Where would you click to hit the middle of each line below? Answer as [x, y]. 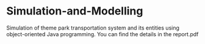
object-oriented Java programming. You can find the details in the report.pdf [103, 34]
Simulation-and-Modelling [75, 11]
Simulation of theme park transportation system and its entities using [93, 28]
